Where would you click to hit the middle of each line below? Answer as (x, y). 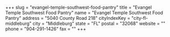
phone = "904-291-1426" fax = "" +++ (46, 29)
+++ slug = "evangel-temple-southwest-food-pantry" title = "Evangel (79, 7)
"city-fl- (140, 18)
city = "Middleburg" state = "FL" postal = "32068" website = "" (99, 23)
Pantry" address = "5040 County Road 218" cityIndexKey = (68, 18)
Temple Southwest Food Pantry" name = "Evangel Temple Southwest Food (84, 13)
